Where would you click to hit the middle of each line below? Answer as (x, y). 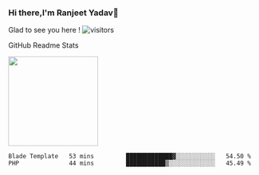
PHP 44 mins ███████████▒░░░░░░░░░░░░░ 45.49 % (129, 163)
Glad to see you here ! (45, 30)
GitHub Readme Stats (43, 45)
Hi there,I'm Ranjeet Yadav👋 (63, 13)
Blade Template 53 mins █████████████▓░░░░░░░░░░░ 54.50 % (129, 157)
